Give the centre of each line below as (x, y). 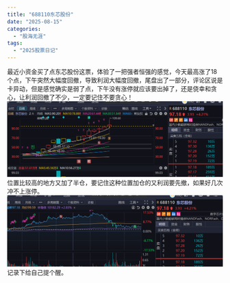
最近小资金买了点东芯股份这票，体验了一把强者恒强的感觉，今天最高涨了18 (112, 71)
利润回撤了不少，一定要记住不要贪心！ (79, 97)
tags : (15, 43)
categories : (24, 29)
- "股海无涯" (30, 36)
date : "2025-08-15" (35, 22)
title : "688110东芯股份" (40, 14)
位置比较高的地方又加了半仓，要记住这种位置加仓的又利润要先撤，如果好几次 (115, 183)
